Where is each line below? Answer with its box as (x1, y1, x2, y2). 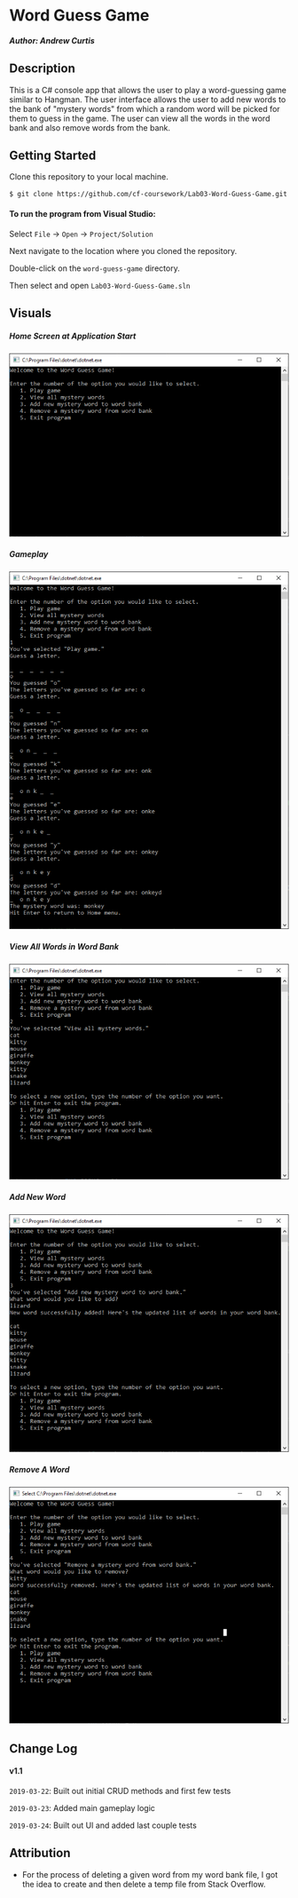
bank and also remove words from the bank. (9, 122, 171, 133)
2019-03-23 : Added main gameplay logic (9, 1802, 155, 1813)
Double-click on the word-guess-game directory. (9, 263, 180, 274)
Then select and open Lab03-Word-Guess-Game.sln (9, 280, 191, 290)
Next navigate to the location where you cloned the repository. (9, 245, 238, 256)
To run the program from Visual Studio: (9, 209, 157, 218)
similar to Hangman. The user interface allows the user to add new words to (9, 94, 286, 105)
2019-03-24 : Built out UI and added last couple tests (9, 1820, 197, 1830)
